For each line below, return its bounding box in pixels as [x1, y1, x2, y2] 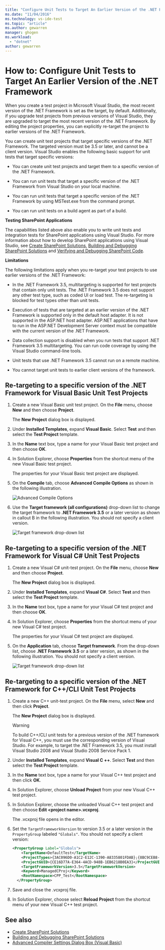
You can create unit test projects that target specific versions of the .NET [5, 138, 153, 144]
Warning [12, 722, 29, 728]
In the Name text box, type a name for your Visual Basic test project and [12, 441, 159, 447]
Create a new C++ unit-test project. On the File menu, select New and [12, 698, 155, 704]
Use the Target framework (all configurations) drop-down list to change [12, 505, 160, 510]
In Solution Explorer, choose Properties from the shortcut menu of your [12, 619, 157, 625]
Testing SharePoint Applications [5, 217, 73, 223]
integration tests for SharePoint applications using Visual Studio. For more [5, 232, 155, 238]
